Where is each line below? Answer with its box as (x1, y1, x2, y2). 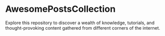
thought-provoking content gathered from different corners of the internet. (5, 25, 160, 31)
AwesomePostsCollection (5, 3, 116, 15)
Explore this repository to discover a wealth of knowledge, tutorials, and (5, 20, 155, 26)
